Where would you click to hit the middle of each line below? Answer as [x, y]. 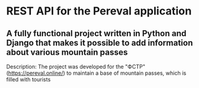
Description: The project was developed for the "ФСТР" [76, 67]
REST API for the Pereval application [99, 11]
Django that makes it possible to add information [100, 42]
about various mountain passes [67, 52]
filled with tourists [28, 79]
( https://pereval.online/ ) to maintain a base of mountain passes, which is [96, 73]
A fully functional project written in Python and [96, 33]
